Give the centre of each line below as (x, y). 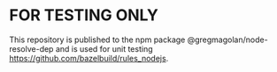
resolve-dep (31, 48)
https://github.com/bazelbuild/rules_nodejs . (89, 58)
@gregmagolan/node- (227, 40)
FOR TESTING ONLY (84, 15)
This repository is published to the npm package (97, 40)
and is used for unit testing (104, 48)
